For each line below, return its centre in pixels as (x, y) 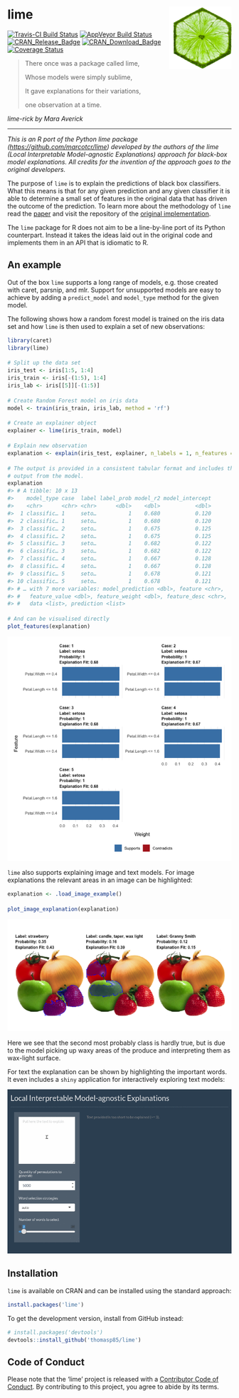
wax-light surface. (34, 1058)
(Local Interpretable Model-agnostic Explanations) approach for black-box (117, 154)
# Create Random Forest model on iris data (73, 400)
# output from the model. (46, 476)
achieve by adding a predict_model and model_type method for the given (113, 297)
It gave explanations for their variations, (83, 91)
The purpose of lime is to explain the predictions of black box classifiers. (114, 183)
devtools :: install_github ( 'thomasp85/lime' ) (74, 1340)
